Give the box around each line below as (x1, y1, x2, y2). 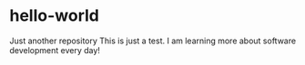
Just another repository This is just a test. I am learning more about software (9, 35, 297, 46)
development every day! (9, 44, 100, 55)
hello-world (9, 5, 100, 26)
